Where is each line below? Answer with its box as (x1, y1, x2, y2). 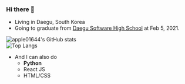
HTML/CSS (23, 72, 51, 79)
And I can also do (14, 54, 58, 61)
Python (23, 60, 42, 66)
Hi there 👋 (6, 5, 35, 13)
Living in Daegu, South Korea (14, 19, 85, 26)
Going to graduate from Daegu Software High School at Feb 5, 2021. (14, 24, 180, 32)
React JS (23, 66, 46, 73)
